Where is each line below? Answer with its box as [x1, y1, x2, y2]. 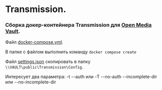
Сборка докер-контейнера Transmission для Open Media [5, 22, 152, 29]
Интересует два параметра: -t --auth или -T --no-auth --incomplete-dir [5, 74, 157, 80]
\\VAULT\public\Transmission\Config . [5, 64, 84, 70]
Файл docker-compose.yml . [5, 39, 64, 45]
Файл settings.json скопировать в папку [5, 59, 91, 65]
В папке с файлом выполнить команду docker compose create [5, 49, 137, 55]
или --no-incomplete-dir [5, 79, 56, 85]
